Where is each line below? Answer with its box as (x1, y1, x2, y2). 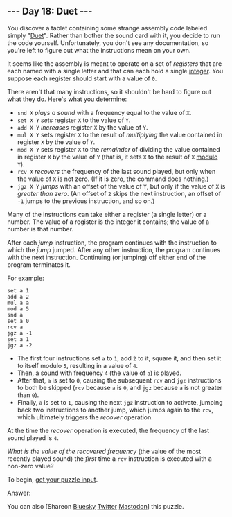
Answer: (7, 489, 31, 497)
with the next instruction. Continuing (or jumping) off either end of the (7, 253, 206, 261)
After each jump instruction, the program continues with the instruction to (7, 238, 217, 247)
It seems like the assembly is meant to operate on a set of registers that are (7, 59, 222, 68)
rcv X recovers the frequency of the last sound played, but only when (17, 167, 216, 175)
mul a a (7, 299, 30, 306)
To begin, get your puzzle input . (7, 475, 98, 484)
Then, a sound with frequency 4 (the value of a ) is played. (17, 369, 182, 377)
